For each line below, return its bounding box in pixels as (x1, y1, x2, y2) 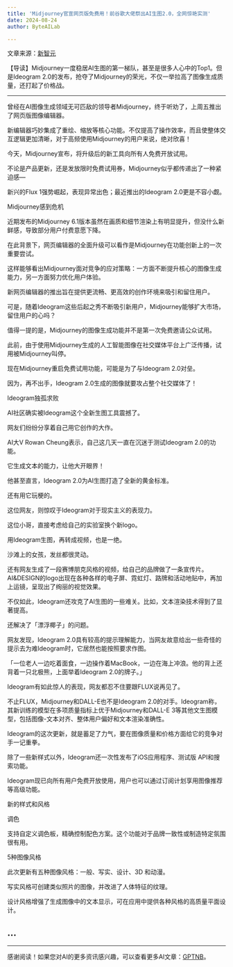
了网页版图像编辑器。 (7, 111, 68, 120)
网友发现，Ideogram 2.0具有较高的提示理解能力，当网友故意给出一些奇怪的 (7, 636, 222, 644)
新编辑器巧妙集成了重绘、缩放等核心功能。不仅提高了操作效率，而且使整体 (7, 126, 220, 134)
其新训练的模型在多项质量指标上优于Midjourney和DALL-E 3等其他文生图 (7, 706, 212, 714)
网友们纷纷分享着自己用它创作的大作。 (7, 424, 116, 432)
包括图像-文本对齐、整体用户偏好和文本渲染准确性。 (19, 714, 169, 724)
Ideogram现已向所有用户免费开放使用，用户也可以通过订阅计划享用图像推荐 (7, 776, 223, 785)
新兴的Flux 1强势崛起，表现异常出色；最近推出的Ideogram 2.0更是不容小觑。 (7, 188, 226, 196)
